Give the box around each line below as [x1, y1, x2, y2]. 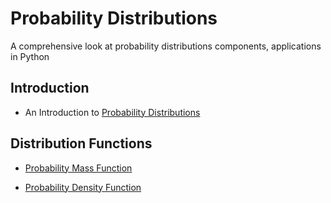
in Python [10, 50, 50, 62]
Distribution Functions [10, 135, 153, 152]
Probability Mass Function [24, 162, 133, 174]
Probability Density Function [24, 181, 142, 193]
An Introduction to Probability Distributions [24, 106, 201, 118]
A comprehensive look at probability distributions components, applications [10, 40, 322, 52]
